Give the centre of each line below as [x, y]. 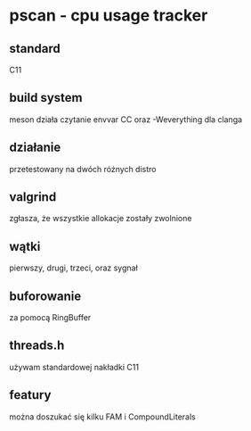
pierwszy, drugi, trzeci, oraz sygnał [73, 268]
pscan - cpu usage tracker [109, 16]
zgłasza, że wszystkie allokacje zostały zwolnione [101, 219]
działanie [35, 148]
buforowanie [45, 296]
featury [30, 395]
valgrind [33, 197]
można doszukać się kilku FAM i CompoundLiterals [102, 417]
